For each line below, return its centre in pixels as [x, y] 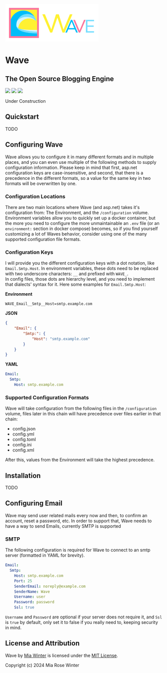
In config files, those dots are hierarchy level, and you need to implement [80, 279]
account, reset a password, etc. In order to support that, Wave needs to [79, 521]
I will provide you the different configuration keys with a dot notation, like [80, 263]
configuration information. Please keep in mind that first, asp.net [71, 167]
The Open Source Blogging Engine [60, 79]
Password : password [34, 602]
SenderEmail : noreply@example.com [50, 586]
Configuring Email [34, 503]
